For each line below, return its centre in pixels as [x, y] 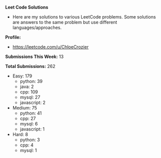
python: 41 [31, 113]
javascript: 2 [33, 102]
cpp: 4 [27, 145]
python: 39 [31, 81]
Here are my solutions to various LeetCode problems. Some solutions [84, 17]
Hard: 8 [20, 134]
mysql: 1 [28, 150]
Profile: [13, 37]
